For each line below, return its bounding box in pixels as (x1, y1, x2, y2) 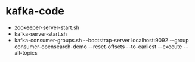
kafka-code (5, 4, 65, 18)
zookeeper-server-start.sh (14, 24, 80, 31)
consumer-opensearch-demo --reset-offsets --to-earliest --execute (14, 43, 182, 50)
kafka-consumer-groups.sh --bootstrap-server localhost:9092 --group (14, 36, 189, 44)
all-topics (14, 49, 38, 56)
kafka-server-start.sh (14, 30, 67, 37)
